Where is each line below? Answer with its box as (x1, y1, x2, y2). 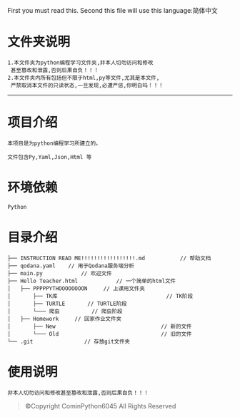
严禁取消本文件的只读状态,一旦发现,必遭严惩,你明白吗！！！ (10, 81, 164, 89)
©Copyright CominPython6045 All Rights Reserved (24, 401, 176, 410)
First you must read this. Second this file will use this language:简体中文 (7, 6, 218, 14)
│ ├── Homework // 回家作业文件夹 (7, 315, 122, 322)
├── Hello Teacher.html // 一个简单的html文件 (7, 277, 176, 284)
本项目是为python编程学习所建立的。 (7, 140, 101, 147)
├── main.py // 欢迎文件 (7, 269, 112, 277)
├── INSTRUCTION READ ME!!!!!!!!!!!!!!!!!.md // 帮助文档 (7, 254, 211, 262)
